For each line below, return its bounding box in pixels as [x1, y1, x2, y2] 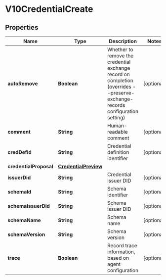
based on [107, 255, 129, 261]
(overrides [107, 83, 132, 90]
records [107, 102, 125, 108]
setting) [107, 114, 125, 121]
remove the [107, 52, 134, 59]
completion [107, 77, 133, 84]
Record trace [107, 242, 137, 249]
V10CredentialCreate [5, 3, 93, 15]
